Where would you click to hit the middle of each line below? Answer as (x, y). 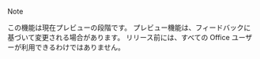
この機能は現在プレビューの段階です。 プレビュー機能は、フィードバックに (129, 28)
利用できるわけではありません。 (73, 47)
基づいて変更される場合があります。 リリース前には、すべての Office (119, 37)
